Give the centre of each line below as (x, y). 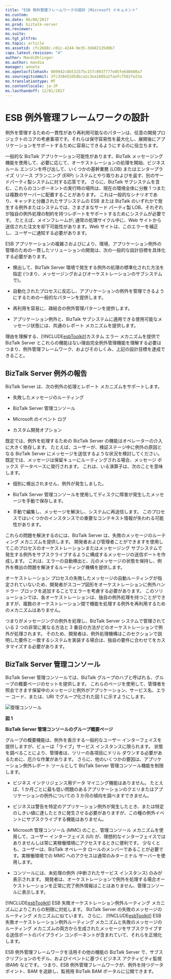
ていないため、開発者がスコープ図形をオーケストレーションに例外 (88, 585)
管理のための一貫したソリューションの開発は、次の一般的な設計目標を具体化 (85, 250)
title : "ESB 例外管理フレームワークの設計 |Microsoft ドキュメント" (72, 10)
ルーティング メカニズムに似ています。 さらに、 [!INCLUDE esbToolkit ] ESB (83, 916)
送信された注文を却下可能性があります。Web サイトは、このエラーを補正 (82, 227)
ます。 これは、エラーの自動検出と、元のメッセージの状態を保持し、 (86, 561)
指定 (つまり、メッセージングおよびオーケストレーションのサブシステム (88, 274)
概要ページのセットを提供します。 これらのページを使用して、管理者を (92, 684)
